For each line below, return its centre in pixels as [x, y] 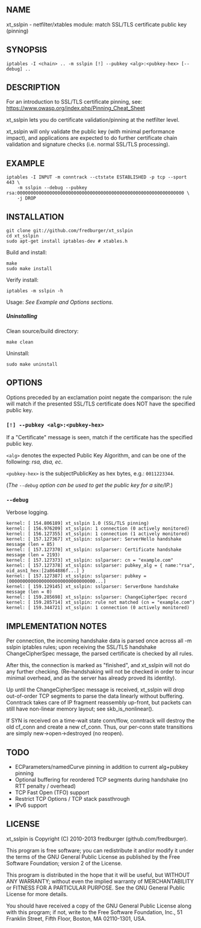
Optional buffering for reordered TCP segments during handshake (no [101, 780]
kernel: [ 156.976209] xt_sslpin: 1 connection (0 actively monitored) [98, 529]
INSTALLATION [35, 217]
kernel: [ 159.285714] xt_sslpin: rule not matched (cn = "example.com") [101, 603]
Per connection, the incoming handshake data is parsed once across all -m [99, 641]
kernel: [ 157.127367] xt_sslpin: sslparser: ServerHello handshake [94, 539]
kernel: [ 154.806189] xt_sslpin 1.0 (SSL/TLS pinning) [78, 524]
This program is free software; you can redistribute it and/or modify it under [100, 850]
